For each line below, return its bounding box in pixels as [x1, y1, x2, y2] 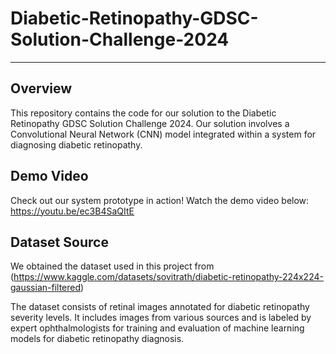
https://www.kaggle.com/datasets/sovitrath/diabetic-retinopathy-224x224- [13, 271, 324, 283]
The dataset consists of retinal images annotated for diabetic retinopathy [10, 301, 310, 313]
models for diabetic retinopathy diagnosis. [10, 333, 185, 345]
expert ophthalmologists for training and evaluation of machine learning [10, 322, 305, 334]
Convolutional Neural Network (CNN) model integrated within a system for [10, 128, 317, 140]
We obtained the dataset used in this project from [10, 260, 215, 272]
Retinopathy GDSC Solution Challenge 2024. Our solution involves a [10, 117, 290, 129]
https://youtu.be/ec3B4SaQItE [10, 205, 135, 217]
